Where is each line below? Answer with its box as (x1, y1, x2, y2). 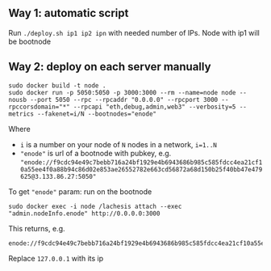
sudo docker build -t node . (8, 81, 106, 90)
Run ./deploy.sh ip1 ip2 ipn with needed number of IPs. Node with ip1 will (8, 28, 260, 37)
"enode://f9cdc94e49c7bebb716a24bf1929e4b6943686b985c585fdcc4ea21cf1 (19, 158, 263, 167)
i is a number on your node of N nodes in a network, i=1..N (19, 139, 218, 149)
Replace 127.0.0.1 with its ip (8, 253, 104, 263)
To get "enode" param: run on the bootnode (8, 186, 152, 197)
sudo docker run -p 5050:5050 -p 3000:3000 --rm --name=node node (8, 88, 236, 96)
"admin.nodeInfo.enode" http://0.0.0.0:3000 (8, 210, 161, 218)
